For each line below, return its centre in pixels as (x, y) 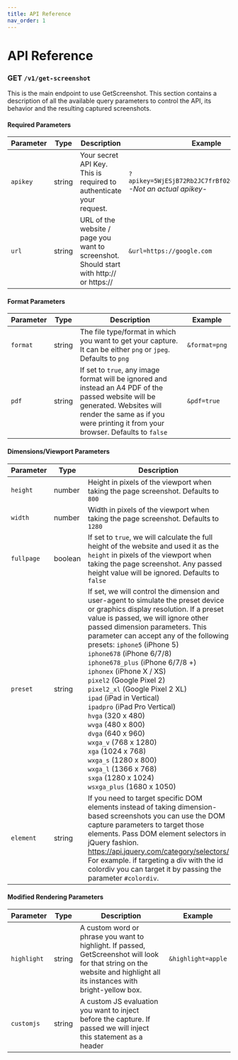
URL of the (97, 220)
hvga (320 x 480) (116, 716)
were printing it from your (122, 423)
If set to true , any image (120, 370)
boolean (67, 558)
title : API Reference (39, 14)
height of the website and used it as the (153, 546)
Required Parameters (39, 124)
